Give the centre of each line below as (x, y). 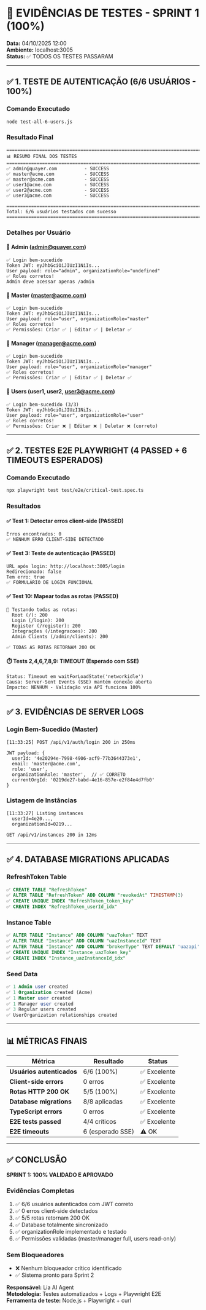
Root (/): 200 (30, 615)
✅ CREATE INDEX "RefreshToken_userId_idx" (62, 907)
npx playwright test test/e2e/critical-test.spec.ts (75, 491)
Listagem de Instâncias (42, 800)
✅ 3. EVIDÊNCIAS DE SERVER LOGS (75, 712)
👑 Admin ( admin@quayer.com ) (47, 247)
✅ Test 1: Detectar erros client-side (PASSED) (65, 521)
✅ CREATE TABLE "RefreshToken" (47, 890)
